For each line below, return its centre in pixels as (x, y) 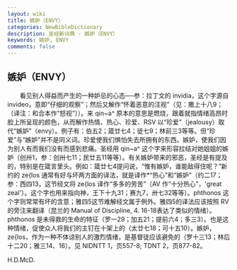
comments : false (31, 47)
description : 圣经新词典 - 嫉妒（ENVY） (63, 34)
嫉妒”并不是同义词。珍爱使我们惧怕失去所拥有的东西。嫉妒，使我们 (123, 139)
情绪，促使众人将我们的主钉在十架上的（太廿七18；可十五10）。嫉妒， (114, 228)
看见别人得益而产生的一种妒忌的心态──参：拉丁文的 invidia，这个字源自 (124, 95)
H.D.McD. (21, 259)
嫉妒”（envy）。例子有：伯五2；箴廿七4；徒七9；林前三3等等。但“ (113, 131)
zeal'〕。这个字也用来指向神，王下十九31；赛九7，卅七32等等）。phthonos (114, 192)
